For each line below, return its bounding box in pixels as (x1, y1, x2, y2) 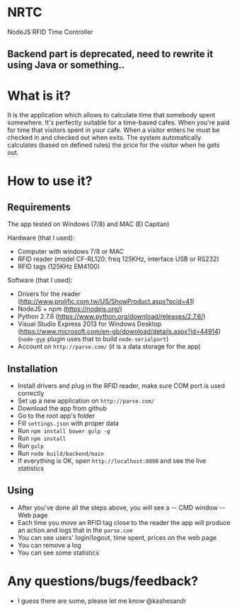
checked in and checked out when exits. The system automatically (7, 134, 202, 142)
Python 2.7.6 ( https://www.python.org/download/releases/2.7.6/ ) (17, 312, 206, 321)
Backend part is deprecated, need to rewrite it (7, 48, 214, 60)
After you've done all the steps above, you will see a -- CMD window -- (17, 503, 226, 512)
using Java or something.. (7, 59, 125, 71)
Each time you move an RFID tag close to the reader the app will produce (17, 518, 231, 526)
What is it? (7, 88, 71, 103)
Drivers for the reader (17, 290, 81, 298)
